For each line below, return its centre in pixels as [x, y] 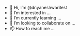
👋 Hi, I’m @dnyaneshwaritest [38, 8]
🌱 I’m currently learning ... [35, 18]
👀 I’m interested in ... [30, 13]
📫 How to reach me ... [32, 28]
